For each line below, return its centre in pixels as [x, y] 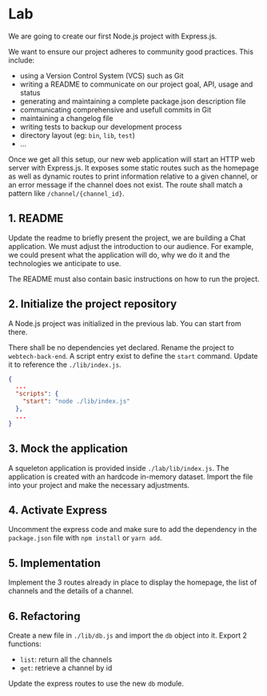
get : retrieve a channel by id [66, 668]
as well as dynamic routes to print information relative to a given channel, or [133, 176]
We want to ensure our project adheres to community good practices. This [131, 51]
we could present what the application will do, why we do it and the [119, 255]
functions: [25, 644]
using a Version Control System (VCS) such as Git [102, 75]
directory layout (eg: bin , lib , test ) [78, 135]
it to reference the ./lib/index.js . [65, 364]
